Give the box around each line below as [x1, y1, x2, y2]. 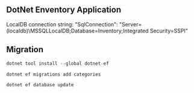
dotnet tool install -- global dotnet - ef [6, 60, 110, 67]
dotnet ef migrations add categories [6, 71, 101, 77]
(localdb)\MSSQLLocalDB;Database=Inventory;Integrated [6, 27, 149, 34]
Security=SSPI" [149, 27, 189, 34]
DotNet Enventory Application [6, 5, 122, 15]
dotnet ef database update [6, 82, 74, 88]
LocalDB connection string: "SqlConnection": [6, 20, 119, 28]
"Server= [119, 20, 142, 28]
